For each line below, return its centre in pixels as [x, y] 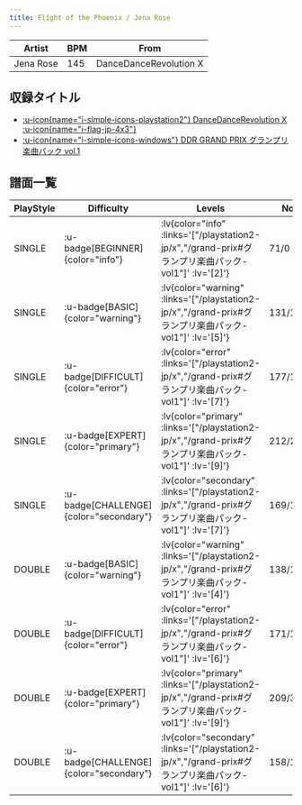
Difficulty [108, 208]
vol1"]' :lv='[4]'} [195, 594]
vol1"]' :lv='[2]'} [195, 273]
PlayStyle [35, 208]
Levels [211, 208]
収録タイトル [45, 98]
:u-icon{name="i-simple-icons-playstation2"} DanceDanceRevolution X [155, 120]
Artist [36, 48]
